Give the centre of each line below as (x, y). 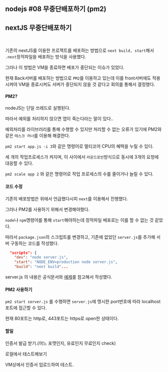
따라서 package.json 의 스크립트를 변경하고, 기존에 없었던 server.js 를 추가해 (80, 237)
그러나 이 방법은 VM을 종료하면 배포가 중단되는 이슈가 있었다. (65, 67)
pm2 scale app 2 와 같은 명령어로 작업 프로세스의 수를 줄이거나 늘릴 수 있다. (79, 174)
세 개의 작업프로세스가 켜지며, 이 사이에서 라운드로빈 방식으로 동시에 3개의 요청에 (82, 157)
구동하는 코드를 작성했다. (35, 243)
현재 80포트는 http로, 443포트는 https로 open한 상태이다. (62, 319)
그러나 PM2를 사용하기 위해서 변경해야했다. (47, 209)
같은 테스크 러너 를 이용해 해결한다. (38, 136)
